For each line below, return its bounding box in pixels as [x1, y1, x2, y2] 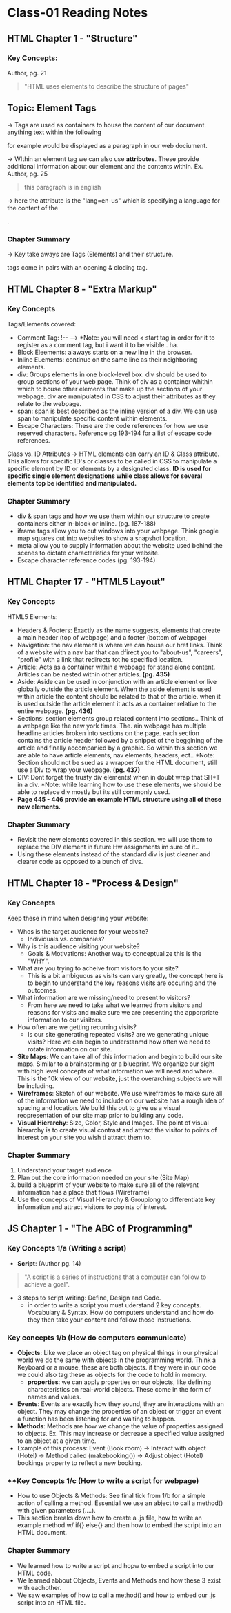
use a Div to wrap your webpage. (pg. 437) [17, 766, 140, 774]
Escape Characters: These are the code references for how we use [17, 421, 208, 430]
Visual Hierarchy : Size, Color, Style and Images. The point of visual [17, 1118, 209, 1127]
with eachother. [17, 1583, 62, 1592]
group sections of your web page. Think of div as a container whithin [17, 377, 213, 385]
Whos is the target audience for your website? [17, 927, 149, 935]
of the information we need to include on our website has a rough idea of [17, 1096, 225, 1105]
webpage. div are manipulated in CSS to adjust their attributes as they [17, 392, 216, 400]
